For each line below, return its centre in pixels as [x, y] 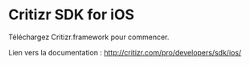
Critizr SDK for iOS [72, 15]
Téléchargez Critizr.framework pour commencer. [89, 37]
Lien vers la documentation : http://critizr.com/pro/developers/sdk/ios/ [125, 52]
